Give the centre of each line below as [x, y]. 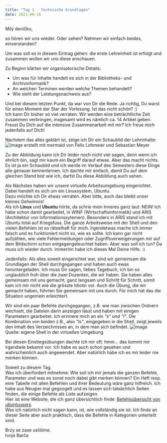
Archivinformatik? [30, 83]
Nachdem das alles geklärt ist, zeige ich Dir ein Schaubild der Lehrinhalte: [81, 140]
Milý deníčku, [19, 28]
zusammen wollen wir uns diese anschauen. [51, 58]
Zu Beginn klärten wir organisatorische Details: [53, 68]
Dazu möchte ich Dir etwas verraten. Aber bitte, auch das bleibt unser [77, 196]
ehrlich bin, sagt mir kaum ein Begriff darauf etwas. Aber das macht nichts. [82, 160]
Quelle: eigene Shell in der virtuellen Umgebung [54, 332]
